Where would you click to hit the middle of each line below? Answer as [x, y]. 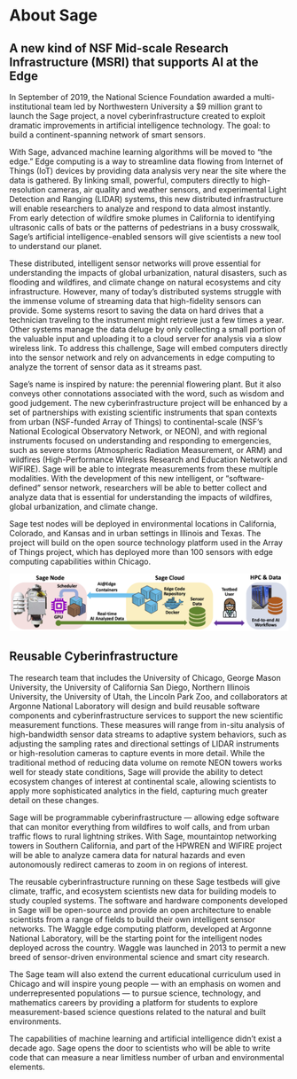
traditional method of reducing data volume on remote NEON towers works [146, 762]
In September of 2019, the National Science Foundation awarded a [130, 97]
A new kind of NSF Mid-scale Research [119, 48]
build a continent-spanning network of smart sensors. [107, 135]
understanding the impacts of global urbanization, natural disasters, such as [148, 273]
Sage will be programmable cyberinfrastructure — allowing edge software [144, 817]
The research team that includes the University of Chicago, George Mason [145, 677]
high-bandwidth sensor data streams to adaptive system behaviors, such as [148, 734]
